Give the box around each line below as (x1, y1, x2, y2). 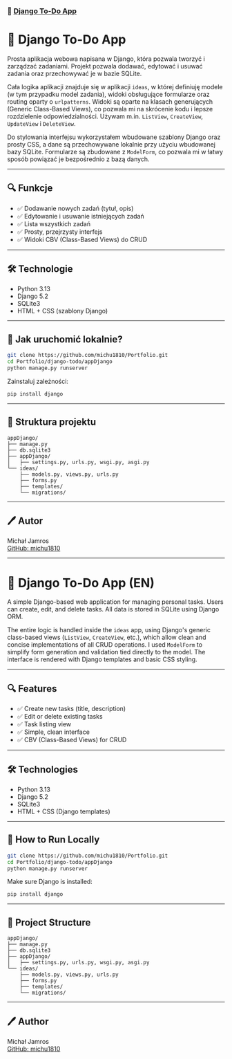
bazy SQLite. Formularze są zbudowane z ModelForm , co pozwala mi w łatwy (7, 147, 223, 156)
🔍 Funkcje (7, 183, 53, 194)
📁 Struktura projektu (7, 416, 97, 428)
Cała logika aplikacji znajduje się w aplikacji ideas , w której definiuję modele (7, 82, 223, 91)
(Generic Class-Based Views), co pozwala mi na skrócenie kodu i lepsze (7, 104, 213, 113)
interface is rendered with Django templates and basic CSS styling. (7, 655, 198, 663)
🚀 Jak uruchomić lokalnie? (7, 333, 123, 345)
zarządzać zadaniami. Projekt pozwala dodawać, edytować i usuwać (7, 62, 203, 70)
